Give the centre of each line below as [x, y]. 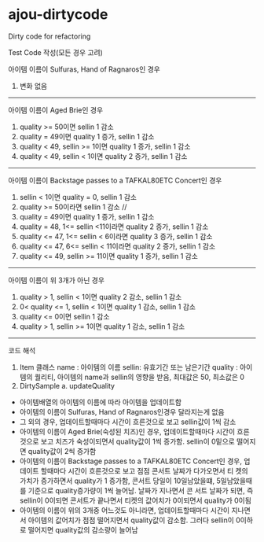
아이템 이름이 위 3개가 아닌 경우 [56, 280]
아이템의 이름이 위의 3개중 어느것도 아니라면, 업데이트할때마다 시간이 [125, 510]
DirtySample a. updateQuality [67, 385]
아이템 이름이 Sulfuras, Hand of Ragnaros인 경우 [84, 69]
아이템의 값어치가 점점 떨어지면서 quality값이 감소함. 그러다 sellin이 [131, 520]
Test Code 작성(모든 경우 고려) [56, 52]
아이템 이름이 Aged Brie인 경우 [56, 110]
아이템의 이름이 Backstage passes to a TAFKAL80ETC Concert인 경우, [130, 461]
